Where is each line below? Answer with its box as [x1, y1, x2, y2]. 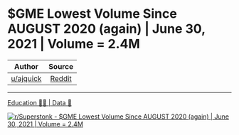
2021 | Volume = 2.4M [7, 36, 140, 52]
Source [48, 61, 73, 71]
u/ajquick [11, 73, 42, 83]
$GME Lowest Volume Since [7, 6, 178, 22]
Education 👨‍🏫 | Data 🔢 [7, 98, 73, 107]
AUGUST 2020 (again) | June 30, [7, 21, 206, 37]
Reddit [50, 73, 73, 83]
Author [14, 61, 39, 71]
